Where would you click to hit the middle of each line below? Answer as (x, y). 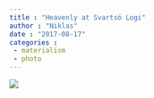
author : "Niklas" (43, 26)
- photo (27, 59)
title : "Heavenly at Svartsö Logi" (77, 17)
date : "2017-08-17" (48, 34)
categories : (34, 42)
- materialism (39, 51)
